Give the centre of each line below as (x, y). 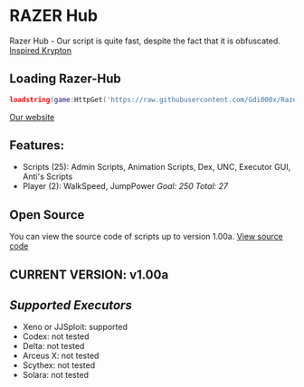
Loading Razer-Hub (65, 79)
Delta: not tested (53, 346)
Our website (32, 117)
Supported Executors (71, 305)
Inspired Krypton (41, 50)
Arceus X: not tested (61, 356)
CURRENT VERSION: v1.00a (89, 274)
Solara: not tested (55, 375)
